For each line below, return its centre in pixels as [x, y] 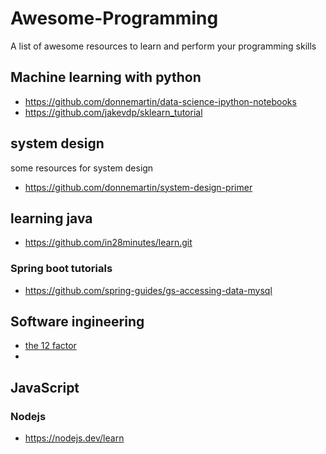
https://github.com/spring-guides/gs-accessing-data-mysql [148, 290]
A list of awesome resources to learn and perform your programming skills [163, 46]
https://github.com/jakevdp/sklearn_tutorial [113, 112]
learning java [51, 218]
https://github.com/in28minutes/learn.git [108, 243]
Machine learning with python [106, 77]
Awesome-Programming [114, 18]
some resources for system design [82, 168]
